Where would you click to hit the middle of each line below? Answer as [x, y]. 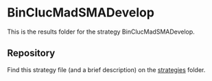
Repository [31, 53]
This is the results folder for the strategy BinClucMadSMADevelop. [101, 32]
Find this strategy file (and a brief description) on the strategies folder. [106, 69]
